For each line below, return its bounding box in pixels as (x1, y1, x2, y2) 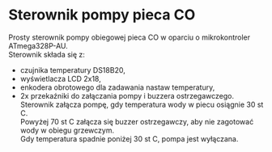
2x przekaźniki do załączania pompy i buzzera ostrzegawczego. (19, 91, 235, 100)
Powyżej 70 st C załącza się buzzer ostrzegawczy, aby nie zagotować (19, 116, 254, 126)
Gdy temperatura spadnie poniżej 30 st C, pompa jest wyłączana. (19, 133, 239, 143)
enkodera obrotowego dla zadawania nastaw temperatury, (19, 82, 215, 92)
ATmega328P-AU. (8, 40, 69, 50)
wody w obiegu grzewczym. (19, 125, 115, 135)
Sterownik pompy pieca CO (8, 6, 196, 24)
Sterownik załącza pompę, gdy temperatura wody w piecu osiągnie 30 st (19, 99, 264, 109)
